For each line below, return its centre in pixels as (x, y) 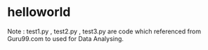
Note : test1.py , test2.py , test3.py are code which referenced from (104, 31)
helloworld (39, 12)
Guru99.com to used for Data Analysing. (66, 38)
